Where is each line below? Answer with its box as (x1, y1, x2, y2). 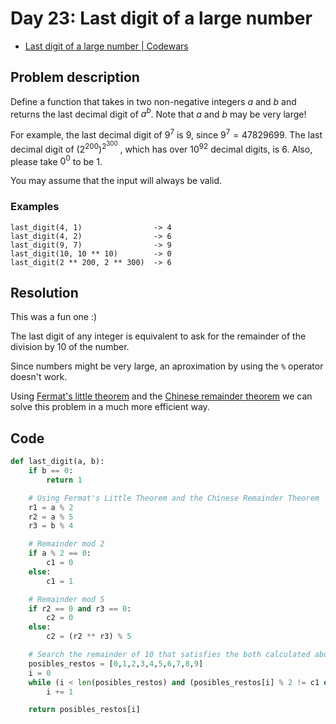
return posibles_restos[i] (28, 705, 141, 715)
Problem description (10, 69, 140, 86)
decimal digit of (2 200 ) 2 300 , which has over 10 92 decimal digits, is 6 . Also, (10, 140, 313, 155)
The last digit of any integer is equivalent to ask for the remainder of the (10, 330, 307, 342)
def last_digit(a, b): (10, 457, 105, 467)
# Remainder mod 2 (28, 539, 105, 549)
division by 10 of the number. (10, 341, 130, 353)
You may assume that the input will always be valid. (10, 175, 223, 187)
